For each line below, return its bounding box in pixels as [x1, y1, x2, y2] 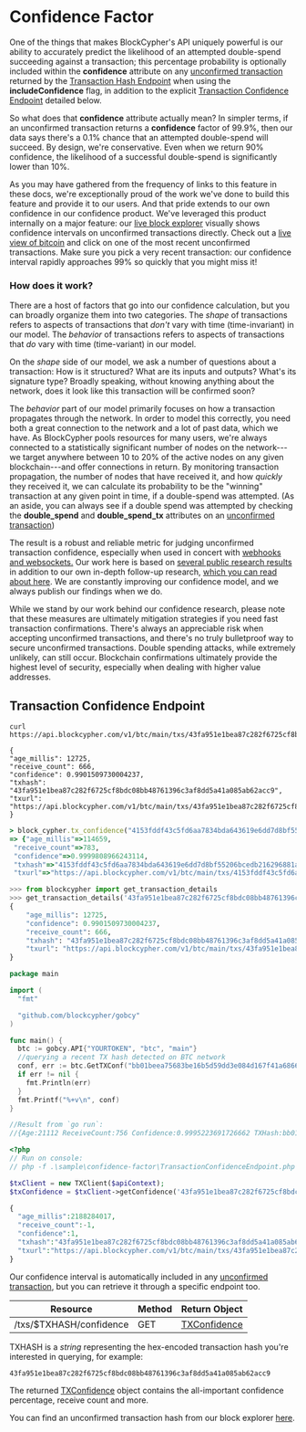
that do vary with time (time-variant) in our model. [9, 339, 197, 350]
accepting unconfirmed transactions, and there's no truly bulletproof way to [9, 633, 294, 644]
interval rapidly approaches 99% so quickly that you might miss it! [9, 256, 258, 267]
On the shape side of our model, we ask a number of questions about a [9, 356, 277, 367]
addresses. [9, 671, 52, 682]
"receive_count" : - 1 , [17, 1221, 96, 1230]
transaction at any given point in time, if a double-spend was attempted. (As [9, 490, 294, 501]
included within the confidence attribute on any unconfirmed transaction [9, 66, 283, 77]
